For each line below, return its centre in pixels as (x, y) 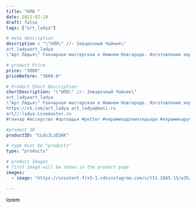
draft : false (22, 22)
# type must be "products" (39, 146)
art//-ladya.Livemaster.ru (39, 114)
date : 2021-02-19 (27, 17)
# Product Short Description (41, 86)
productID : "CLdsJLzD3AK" (37, 135)
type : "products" (27, 151)
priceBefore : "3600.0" (34, 76)
